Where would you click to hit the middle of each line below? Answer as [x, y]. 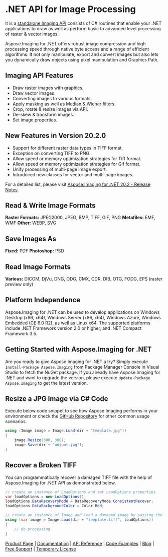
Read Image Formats [38, 267]
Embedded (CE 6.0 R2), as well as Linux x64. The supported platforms [78, 323]
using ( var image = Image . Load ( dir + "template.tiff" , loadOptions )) [79, 520]
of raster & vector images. [32, 34]
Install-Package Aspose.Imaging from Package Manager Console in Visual [82, 367]
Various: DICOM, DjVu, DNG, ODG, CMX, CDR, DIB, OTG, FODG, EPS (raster [84, 279]
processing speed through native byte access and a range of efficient [77, 49]
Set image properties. [35, 120]
